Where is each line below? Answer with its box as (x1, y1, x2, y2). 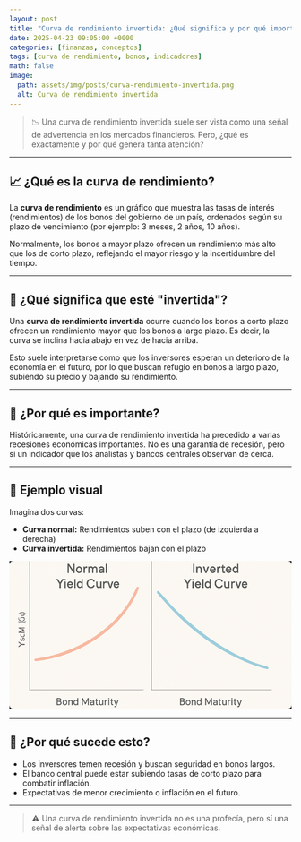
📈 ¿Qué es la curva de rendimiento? (9, 175, 215, 190)
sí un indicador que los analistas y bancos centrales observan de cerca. (9, 449, 275, 460)
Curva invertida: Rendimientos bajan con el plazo (21, 543, 207, 554)
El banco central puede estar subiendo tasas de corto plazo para (21, 768, 262, 778)
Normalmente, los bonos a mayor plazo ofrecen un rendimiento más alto (9, 238, 276, 250)
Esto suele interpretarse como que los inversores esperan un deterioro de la (9, 352, 290, 363)
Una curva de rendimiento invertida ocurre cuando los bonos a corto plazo (9, 316, 289, 327)
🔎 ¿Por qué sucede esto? (9, 735, 150, 750)
